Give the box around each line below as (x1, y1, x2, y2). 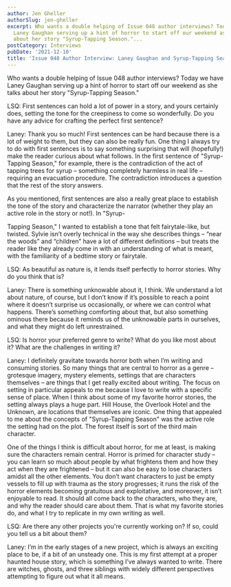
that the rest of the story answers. (7, 181, 103, 189)
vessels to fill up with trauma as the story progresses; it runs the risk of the (7, 480, 219, 488)
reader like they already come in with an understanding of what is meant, (7, 244, 214, 252)
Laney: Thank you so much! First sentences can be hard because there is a (7, 130, 220, 138)
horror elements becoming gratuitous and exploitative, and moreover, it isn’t (7, 486, 222, 495)
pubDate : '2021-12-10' (7, 49, 72, 56)
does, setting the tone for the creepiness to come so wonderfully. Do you (7, 109, 214, 117)
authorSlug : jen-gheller (7, 17, 78, 23)
